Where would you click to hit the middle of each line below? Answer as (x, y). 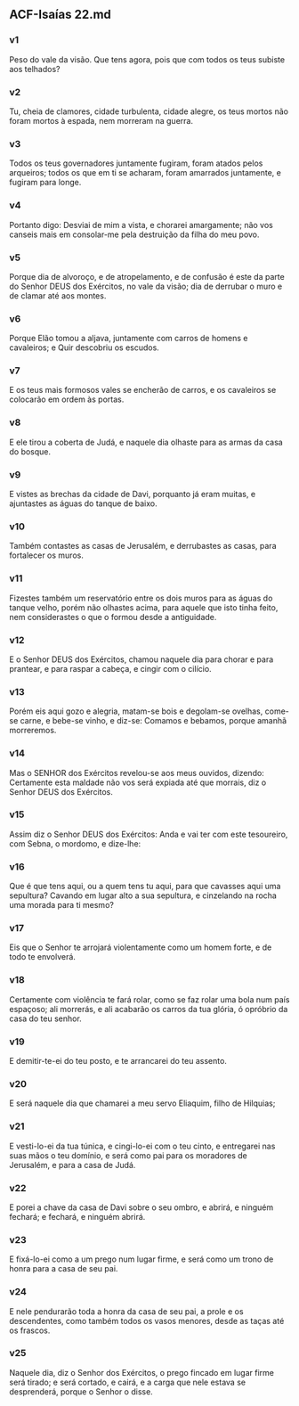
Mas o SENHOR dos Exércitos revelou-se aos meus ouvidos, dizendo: (137, 772)
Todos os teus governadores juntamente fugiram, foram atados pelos (136, 163)
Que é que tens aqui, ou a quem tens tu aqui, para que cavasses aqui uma (145, 887)
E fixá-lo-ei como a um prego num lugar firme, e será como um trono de (141, 1259)
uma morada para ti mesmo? (61, 905)
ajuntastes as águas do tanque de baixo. (83, 503)
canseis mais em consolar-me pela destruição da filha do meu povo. (134, 234)
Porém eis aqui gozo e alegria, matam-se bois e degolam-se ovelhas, (136, 711)
